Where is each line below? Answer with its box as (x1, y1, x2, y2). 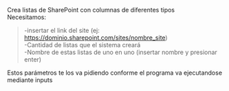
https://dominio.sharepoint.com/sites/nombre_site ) (23, 34, 168, 42)
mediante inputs (7, 76, 53, 84)
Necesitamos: (7, 13, 47, 21)
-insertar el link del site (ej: (23, 27, 100, 34)
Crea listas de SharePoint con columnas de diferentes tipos (7, 6, 175, 14)
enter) (23, 55, 42, 64)
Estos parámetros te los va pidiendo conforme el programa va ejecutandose (7, 68, 222, 77)
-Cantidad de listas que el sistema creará (23, 41, 141, 49)
